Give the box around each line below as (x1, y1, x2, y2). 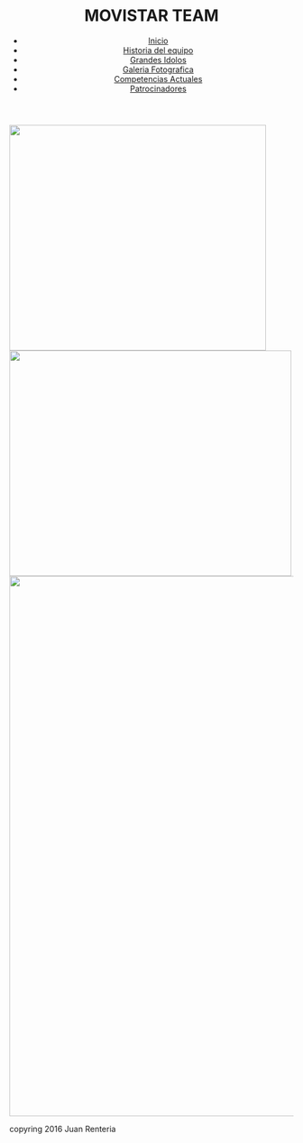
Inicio (148, 35, 169, 46)
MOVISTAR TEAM (84, 5, 219, 26)
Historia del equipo (123, 44, 194, 55)
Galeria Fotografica (123, 64, 194, 75)
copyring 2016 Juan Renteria (9, 1123, 116, 1134)
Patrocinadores (129, 83, 187, 94)
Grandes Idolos (129, 54, 187, 65)
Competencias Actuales (114, 73, 203, 84)
